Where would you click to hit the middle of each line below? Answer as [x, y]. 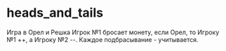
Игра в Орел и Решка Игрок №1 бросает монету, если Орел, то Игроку [113, 32]
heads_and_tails [55, 13]
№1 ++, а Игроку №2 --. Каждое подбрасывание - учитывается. [102, 39]
